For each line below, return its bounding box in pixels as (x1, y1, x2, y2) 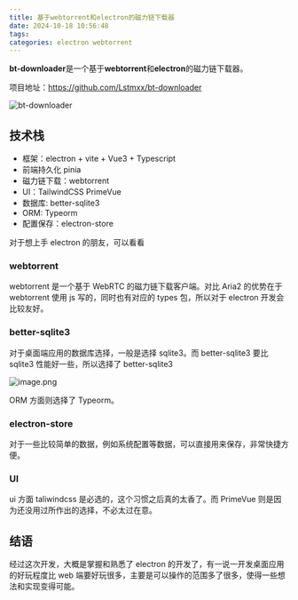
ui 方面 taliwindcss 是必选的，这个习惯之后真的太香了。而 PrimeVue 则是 (9, 494, 274, 505)
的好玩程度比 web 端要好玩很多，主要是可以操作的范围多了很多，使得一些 (9, 570, 278, 580)
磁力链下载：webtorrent (21, 175, 110, 187)
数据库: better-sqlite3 (21, 197, 100, 209)
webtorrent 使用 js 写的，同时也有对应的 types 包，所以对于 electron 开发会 (9, 292, 285, 303)
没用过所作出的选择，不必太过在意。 (24, 505, 157, 516)
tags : (9, 29, 29, 38)
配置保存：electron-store (21, 219, 114, 229)
